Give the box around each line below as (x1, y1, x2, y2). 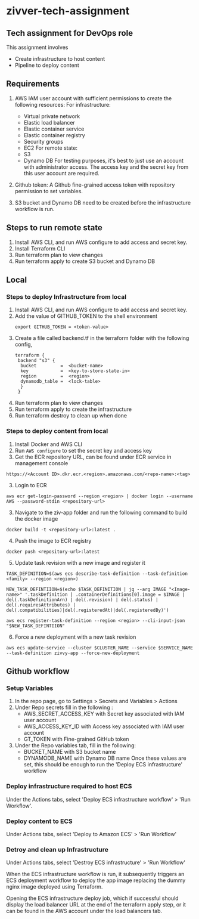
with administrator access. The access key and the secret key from (23, 163, 189, 171)
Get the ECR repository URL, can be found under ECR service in (14, 453, 172, 460)
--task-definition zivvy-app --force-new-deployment (6, 650, 140, 656)
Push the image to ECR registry (14, 537, 92, 544)
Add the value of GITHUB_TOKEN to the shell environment (14, 312, 158, 320)
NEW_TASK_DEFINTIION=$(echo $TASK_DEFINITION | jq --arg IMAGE (6, 586, 167, 592)
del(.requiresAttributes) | (6, 602, 76, 608)
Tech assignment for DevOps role (6, 28, 133, 38)
